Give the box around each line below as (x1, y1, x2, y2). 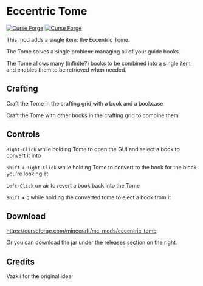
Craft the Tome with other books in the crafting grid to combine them (6, 111, 179, 119)
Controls (6, 129, 40, 140)
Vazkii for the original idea (6, 273, 72, 280)
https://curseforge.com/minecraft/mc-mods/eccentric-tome (6, 227, 157, 234)
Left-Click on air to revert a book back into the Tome (6, 182, 140, 189)
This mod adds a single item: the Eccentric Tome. (6, 36, 130, 43)
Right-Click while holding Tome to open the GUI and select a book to (6, 145, 181, 152)
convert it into (6, 152, 41, 159)
